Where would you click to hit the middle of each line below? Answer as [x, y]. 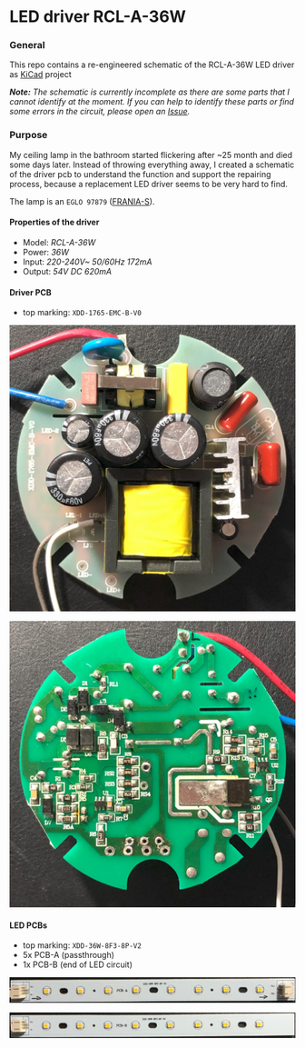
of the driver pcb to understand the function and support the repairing [140, 174]
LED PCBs [29, 925]
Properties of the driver [54, 222]
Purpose [29, 135]
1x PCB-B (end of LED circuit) [78, 964]
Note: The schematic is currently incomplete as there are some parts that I [150, 92]
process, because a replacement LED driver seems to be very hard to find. [149, 184]
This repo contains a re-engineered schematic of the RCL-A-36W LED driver [152, 65]
